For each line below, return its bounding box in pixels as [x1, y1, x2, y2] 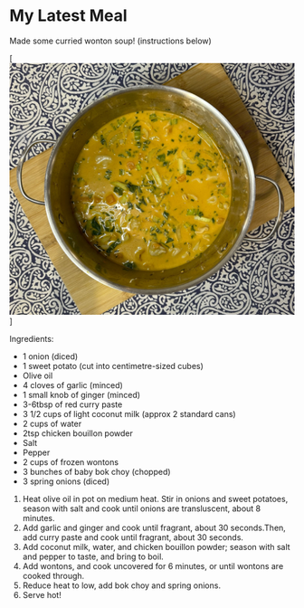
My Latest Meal [9, 5, 128, 26]
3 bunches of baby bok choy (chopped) [22, 466, 171, 477]
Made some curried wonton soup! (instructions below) [9, 35, 213, 46]
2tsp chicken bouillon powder [22, 427, 134, 439]
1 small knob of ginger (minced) [22, 389, 141, 400]
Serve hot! [22, 589, 62, 600]
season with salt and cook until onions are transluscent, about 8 [22, 503, 261, 514]
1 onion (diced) [22, 350, 79, 362]
